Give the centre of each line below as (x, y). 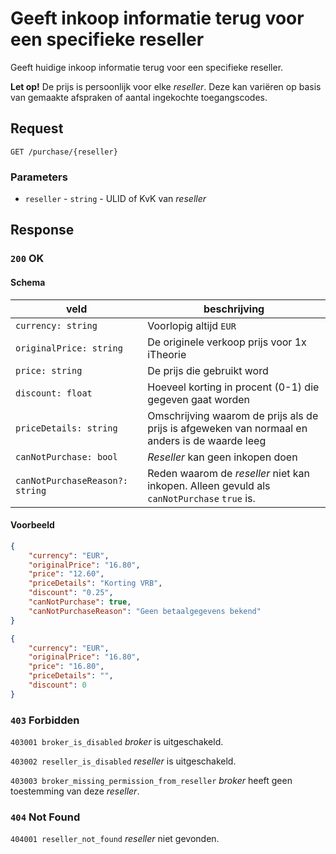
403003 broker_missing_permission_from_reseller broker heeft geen (151, 781)
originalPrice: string (69, 348)
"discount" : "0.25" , (71, 593)
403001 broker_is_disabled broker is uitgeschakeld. (117, 742)
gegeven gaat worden (199, 399)
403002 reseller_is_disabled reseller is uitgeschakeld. (123, 761)
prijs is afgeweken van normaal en (227, 428)
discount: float (54, 393)
